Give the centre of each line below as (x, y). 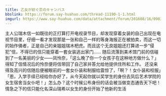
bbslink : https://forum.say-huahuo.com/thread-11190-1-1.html (70, 14)
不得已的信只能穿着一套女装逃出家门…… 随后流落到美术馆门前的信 (87, 52)
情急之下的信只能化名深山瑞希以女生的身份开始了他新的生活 (66, 89)
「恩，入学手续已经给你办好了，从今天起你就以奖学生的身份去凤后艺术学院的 (83, 76)
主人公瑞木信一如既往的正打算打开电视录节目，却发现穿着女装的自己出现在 (81, 33)
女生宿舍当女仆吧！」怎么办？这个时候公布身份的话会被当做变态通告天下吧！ (83, 83)
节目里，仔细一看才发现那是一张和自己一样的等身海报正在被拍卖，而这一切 (85, 39)
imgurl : (13, 19)
